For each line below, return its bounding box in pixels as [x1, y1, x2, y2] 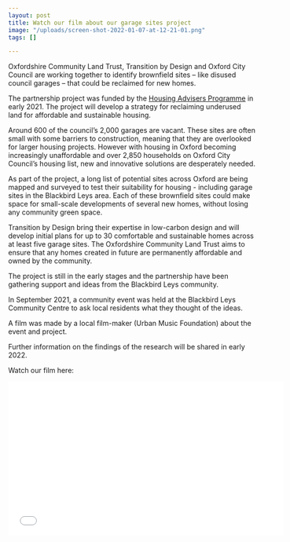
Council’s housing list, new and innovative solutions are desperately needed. [8, 159, 255, 169]
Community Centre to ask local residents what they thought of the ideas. [8, 303, 244, 313]
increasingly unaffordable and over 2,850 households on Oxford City [8, 151, 230, 160]
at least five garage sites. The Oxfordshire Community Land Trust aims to [8, 240, 245, 249]
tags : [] [8, 33, 37, 42]
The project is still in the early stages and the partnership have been [8, 272, 229, 281]
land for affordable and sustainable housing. [8, 111, 152, 120]
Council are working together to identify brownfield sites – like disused [8, 70, 237, 79]
